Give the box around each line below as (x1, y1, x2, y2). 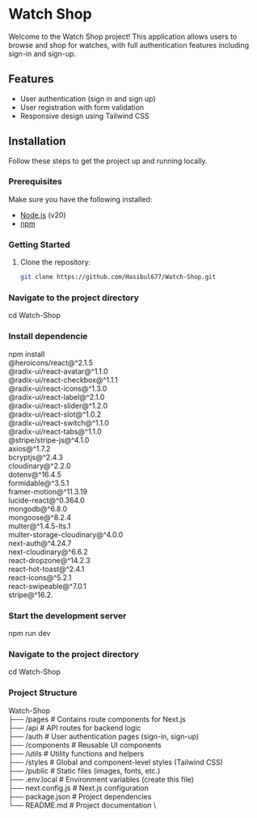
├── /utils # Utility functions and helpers (8, 748, 144, 758)
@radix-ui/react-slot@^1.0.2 (8, 409, 102, 419)
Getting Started (8, 239, 70, 250)
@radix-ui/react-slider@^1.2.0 (8, 401, 108, 410)
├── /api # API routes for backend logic (8, 723, 141, 732)
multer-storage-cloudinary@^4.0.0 (8, 529, 124, 539)
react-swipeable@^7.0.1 (8, 581, 86, 591)
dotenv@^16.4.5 (8, 469, 62, 479)
